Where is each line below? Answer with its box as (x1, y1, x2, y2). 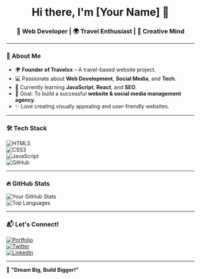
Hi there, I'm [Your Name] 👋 (32, 5, 169, 19)
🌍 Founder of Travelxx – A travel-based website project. (14, 66, 156, 73)
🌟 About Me (6, 52, 41, 60)
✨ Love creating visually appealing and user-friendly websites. (14, 102, 169, 110)
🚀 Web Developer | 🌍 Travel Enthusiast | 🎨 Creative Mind (16, 27, 185, 35)
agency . (14, 96, 36, 104)
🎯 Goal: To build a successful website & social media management (14, 90, 181, 97)
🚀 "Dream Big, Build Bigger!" (6, 266, 79, 273)
